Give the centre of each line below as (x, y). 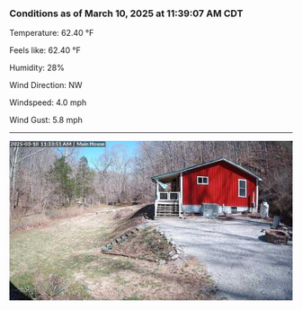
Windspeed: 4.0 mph (48, 102)
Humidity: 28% (37, 68)
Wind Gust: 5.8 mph (46, 120)
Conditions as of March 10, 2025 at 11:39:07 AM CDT (126, 13)
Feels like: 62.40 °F (45, 50)
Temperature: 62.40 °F (52, 33)
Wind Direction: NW (46, 85)
